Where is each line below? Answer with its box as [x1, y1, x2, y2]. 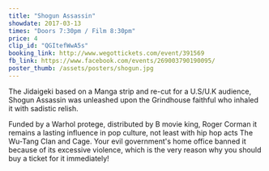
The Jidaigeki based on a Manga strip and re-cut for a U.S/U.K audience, [8, 86, 252, 96]
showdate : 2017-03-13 [8, 19, 82, 27]
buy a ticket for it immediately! [8, 153, 109, 163]
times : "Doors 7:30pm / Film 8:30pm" [8, 27, 136, 35]
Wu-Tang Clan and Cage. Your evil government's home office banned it [8, 136, 247, 146]
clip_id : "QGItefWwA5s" [8, 42, 89, 50]
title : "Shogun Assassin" [8, 11, 96, 20]
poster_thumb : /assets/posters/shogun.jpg [8, 65, 154, 73]
